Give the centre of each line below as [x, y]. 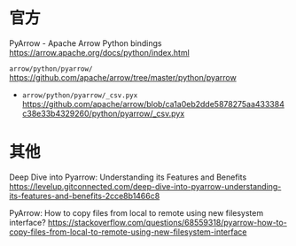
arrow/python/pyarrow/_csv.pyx [80, 95]
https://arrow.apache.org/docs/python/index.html [100, 52]
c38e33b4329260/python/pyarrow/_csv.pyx [103, 113]
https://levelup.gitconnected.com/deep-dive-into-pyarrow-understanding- [145, 186]
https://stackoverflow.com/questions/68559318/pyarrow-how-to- [167, 222]
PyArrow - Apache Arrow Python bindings [86, 43]
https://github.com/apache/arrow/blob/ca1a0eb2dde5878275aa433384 [153, 104]
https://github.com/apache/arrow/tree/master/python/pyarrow [123, 77]
